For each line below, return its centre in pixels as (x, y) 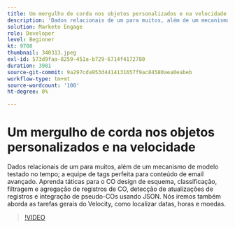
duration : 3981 (29, 66)
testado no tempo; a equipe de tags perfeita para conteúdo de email (106, 174)
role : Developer (31, 33)
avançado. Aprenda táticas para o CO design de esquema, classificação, (112, 182)
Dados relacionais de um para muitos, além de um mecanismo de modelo (113, 167)
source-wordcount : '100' (43, 85)
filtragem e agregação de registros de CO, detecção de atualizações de (110, 189)
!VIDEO (35, 218)
